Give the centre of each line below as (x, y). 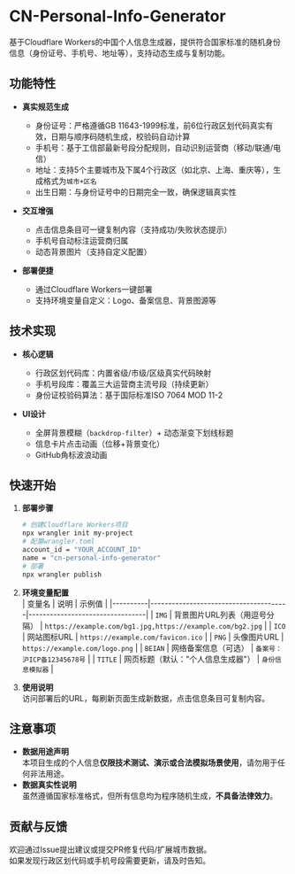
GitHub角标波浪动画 (71, 454)
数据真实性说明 (49, 785)
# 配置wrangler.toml (58, 542)
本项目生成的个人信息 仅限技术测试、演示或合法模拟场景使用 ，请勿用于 (150, 762)
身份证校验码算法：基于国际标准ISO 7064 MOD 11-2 (129, 395)
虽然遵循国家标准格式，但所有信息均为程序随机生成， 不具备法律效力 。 (150, 796)
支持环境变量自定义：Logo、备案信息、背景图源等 (125, 300)
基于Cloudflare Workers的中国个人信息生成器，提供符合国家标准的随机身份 (145, 42)
